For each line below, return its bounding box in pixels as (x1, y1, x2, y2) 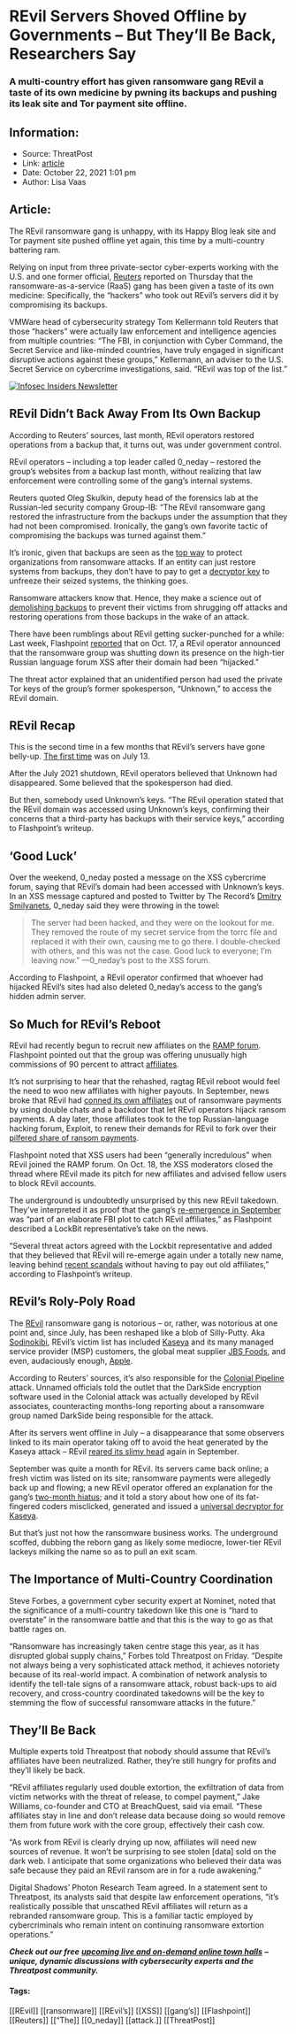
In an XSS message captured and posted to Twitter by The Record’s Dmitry (9, 891, 282, 902)
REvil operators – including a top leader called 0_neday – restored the (9, 456, 262, 466)
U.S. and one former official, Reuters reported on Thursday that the (9, 271, 254, 281)
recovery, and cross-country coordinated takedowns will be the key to (9, 1688, 265, 1699)
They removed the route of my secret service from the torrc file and (30, 927, 277, 937)
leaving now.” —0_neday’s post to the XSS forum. (30, 955, 210, 966)
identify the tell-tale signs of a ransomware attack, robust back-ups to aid (9, 1678, 277, 1689)
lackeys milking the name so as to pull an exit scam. (9, 1546, 198, 1557)
